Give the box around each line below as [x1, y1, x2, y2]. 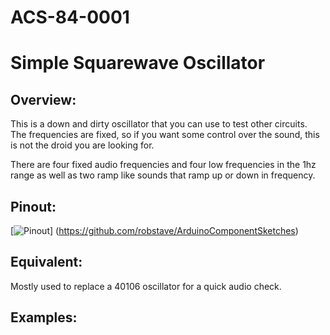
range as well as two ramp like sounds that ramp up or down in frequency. [10, 169, 316, 181]
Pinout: [10, 198, 57, 215]
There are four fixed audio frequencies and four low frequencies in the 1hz [10, 159, 317, 171]
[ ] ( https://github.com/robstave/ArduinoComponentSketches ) [10, 225, 299, 236]
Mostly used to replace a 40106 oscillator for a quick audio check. [10, 280, 282, 292]
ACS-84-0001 [10, 6, 130, 29]
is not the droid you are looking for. [10, 139, 155, 151]
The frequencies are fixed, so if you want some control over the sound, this [10, 129, 320, 141]
